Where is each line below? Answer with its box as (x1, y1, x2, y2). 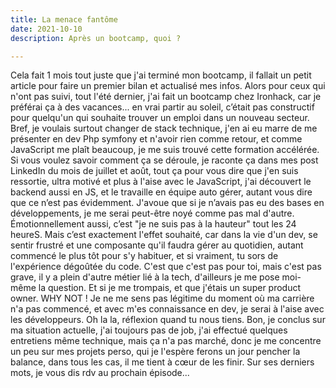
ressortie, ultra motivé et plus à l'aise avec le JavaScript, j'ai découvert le (10, 176, 312, 188)
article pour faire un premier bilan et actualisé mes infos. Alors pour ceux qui (10, 80, 326, 92)
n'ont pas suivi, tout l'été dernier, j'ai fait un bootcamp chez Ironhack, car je (10, 91, 322, 103)
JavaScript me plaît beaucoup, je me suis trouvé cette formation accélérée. (10, 144, 320, 156)
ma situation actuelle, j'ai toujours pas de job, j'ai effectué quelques (10, 324, 288, 336)
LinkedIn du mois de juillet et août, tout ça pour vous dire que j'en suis (10, 165, 299, 177)
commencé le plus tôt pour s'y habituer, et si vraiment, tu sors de (10, 250, 279, 262)
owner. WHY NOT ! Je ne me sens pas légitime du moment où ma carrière (10, 292, 315, 305)
